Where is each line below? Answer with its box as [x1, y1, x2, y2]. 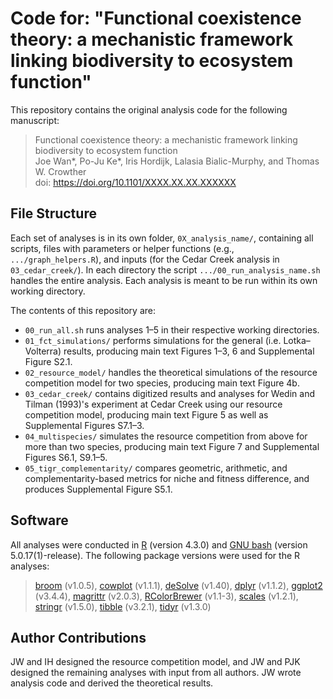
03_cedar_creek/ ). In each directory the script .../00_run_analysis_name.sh [10, 263, 321, 276]
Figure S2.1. [24, 355, 73, 367]
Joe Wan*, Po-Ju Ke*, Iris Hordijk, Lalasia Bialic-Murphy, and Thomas [34, 155, 320, 167]
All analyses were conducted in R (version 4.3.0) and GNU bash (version [10, 538, 308, 551]
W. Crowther [34, 165, 87, 177]
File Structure [10, 205, 97, 222]
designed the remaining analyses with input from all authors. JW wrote [10, 667, 302, 679]
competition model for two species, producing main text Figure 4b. [24, 377, 300, 389]
